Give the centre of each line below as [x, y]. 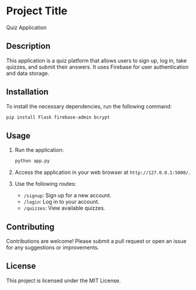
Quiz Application [26, 27]
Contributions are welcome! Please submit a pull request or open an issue [97, 241]
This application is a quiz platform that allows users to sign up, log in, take [97, 60]
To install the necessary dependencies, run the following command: [89, 106]
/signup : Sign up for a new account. [67, 195]
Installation [27, 92]
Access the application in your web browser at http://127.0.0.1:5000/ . [102, 172]
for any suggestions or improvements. [53, 247]
